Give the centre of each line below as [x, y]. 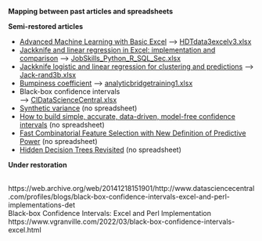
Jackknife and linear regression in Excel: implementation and [117, 50]
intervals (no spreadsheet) [62, 125]
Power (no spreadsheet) [58, 141]
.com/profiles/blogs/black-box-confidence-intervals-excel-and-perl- [119, 196]
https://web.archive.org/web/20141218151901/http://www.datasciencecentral [131, 188]
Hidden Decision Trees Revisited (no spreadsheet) [100, 149]
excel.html [25, 230]
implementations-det [42, 205]
